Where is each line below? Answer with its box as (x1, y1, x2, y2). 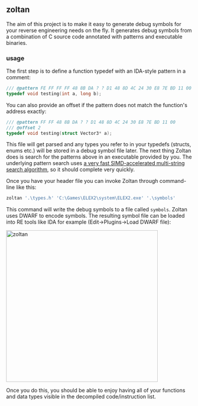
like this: (16, 183, 37, 191)
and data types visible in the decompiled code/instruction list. (6, 393, 157, 400)
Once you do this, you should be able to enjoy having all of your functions (6, 387, 186, 394)
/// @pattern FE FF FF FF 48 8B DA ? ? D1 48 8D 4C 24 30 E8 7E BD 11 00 (6, 85, 192, 91)
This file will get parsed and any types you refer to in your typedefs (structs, (6, 141, 191, 148)
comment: (6, 74, 31, 81)
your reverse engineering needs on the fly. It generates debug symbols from (6, 27, 192, 34)
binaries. (6, 39, 28, 46)
